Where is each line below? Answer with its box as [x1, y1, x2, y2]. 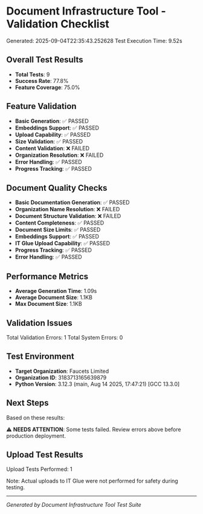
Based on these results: [6, 414, 65, 421]
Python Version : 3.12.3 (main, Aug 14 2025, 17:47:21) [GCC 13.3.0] [14, 380, 180, 387]
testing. [6, 484, 25, 491]
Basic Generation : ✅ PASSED [14, 117, 89, 125]
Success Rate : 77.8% [14, 77, 69, 84]
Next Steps [6, 398, 49, 408]
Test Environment [6, 351, 74, 361]
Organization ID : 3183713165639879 [14, 374, 107, 381]
